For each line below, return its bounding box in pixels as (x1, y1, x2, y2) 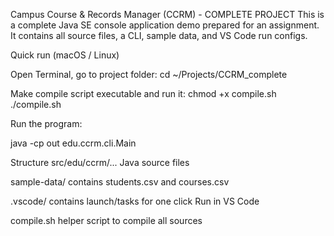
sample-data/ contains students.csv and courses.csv (10, 176, 230, 188)
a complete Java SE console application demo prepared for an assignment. (10, 19, 320, 31)
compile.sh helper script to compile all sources (10, 215, 203, 226)
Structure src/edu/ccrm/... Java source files (10, 157, 190, 168)
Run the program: (10, 118, 83, 129)
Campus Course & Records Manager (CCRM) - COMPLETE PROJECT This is (10, 9, 325, 20)
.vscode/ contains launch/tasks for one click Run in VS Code (10, 195, 260, 207)
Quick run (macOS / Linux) (10, 49, 120, 61)
